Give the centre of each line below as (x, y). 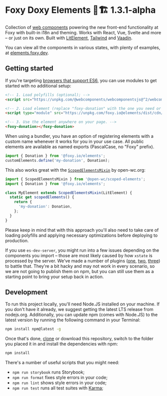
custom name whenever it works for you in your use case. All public (75, 141)
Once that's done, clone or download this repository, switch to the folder (80, 339)
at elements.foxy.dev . (27, 53)
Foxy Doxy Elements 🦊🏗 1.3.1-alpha (81, 10)
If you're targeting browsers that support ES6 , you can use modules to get (81, 80)
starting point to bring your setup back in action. (54, 277)
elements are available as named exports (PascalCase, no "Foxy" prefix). (80, 147)
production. (17, 240)
